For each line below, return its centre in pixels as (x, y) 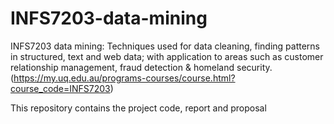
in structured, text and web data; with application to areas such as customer (167, 56)
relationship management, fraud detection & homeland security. (141, 67)
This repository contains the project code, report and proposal (138, 108)
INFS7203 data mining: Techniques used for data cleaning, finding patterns (165, 46)
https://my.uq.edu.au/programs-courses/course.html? (124, 78)
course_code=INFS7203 (60, 88)
